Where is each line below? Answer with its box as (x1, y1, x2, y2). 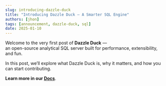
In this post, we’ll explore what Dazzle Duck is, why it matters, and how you (5, 60, 161, 66)
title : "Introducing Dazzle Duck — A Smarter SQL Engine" (5, 12, 129, 17)
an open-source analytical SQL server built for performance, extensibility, (5, 45, 157, 51)
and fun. (5, 51, 23, 57)
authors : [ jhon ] (5, 17, 39, 22)
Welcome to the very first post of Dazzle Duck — (5, 40, 107, 46)
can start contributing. (5, 66, 51, 72)
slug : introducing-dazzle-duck (5, 7, 71, 13)
